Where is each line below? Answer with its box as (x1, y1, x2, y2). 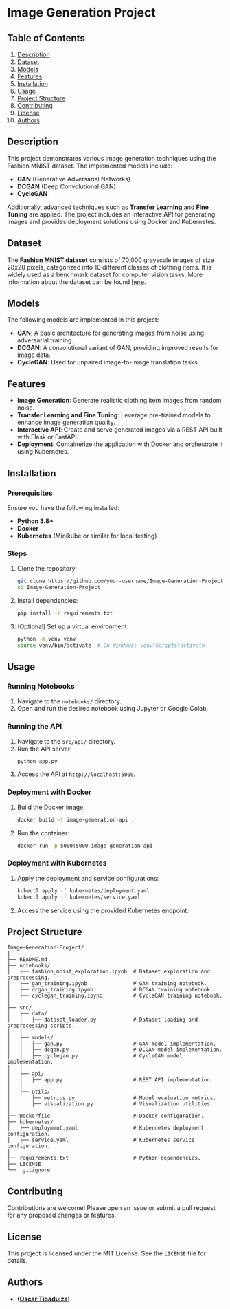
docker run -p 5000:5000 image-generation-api (16, 842, 153, 849)
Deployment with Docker (7, 787, 92, 797)
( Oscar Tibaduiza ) (16, 1295, 71, 1303)
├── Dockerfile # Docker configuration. (7, 1112, 205, 1120)
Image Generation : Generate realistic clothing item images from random (16, 397, 222, 405)
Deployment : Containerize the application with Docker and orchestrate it (16, 440, 223, 448)
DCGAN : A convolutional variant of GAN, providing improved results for (16, 344, 218, 352)
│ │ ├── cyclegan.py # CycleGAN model (7, 1053, 183, 1059)
